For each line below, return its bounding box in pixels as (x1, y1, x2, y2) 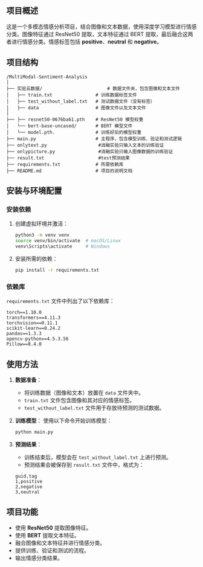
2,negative (14, 484, 43, 490)
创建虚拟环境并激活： (14, 220, 68, 228)
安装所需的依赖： (14, 255, 58, 262)
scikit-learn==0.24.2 (6, 325, 61, 332)
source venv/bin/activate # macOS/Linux (14, 238, 121, 244)
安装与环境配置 (6, 186, 62, 196)
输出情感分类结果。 (14, 554, 63, 562)
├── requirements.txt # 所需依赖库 (6, 161, 124, 167)
